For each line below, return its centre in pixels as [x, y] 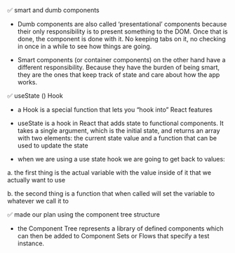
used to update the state [53, 145]
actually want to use [36, 180]
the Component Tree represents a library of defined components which [120, 229]
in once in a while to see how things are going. [85, 46]
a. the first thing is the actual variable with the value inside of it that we [109, 173]
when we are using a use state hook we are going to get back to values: [121, 159]
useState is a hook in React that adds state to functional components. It [120, 123]
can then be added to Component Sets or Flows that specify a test [113, 236]
